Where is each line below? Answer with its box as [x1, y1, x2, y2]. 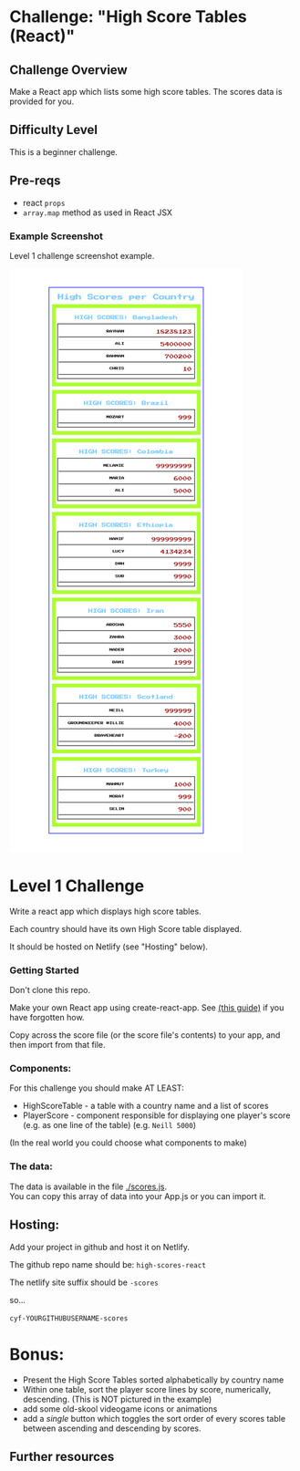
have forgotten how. [9, 1012, 85, 1023]
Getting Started [9, 964, 79, 977]
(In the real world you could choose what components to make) [9, 1137, 248, 1148]
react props [22, 197, 66, 208]
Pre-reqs [9, 173, 61, 189]
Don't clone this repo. [9, 985, 91, 996]
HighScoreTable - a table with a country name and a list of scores [22, 1101, 269, 1112]
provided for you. [9, 96, 75, 107]
